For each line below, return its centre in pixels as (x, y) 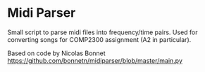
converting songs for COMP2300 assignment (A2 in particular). (99, 39)
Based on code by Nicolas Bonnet (56, 53)
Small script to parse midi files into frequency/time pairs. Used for (103, 32)
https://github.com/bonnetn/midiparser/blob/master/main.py (95, 60)
